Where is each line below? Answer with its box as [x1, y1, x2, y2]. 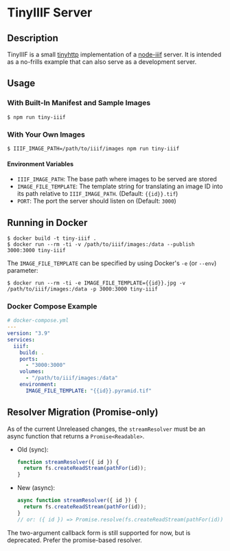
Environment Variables [7, 159, 74, 168]
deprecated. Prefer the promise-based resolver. [7, 536, 142, 544]
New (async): [16, 484, 56, 492]
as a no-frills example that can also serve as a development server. [7, 58, 197, 66]
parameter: [7, 267, 39, 274]
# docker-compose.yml [7, 317, 69, 324]
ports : [19, 355, 38, 362]
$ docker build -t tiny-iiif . [7, 235, 97, 242]
